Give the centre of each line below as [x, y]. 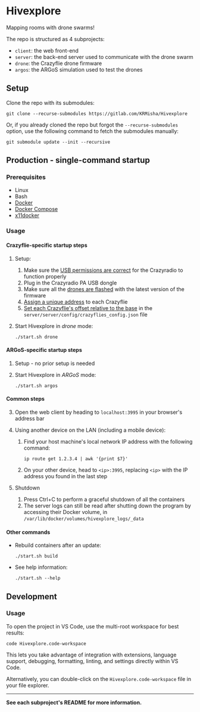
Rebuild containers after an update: [58, 545]
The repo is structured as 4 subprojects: [56, 39]
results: [15, 633]
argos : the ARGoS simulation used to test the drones [79, 69]
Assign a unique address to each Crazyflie [76, 302]
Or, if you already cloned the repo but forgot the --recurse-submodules [92, 125]
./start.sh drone [36, 337]
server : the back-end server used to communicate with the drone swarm [104, 57]
